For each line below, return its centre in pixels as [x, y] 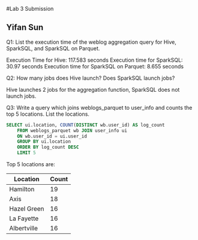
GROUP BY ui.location [44, 142]
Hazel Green [27, 209]
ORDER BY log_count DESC [48, 147]
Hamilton [22, 190]
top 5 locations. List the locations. [48, 114]
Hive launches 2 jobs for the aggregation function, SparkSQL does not [93, 89]
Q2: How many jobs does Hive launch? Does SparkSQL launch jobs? [91, 78]
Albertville [23, 229]
